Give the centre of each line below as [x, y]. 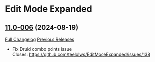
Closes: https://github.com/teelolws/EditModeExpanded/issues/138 [81, 54]
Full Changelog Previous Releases [40, 39]
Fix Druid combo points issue [42, 49]
